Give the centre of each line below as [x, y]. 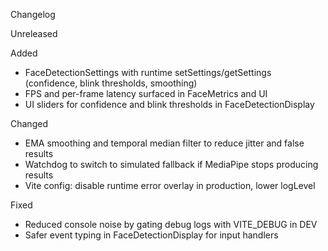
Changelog [33, 14]
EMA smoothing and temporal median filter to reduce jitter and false [164, 143]
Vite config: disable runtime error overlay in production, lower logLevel [170, 185]
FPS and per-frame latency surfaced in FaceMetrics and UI [146, 93]
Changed [29, 123]
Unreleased [34, 33]
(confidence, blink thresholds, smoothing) [111, 83]
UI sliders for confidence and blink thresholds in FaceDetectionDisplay [169, 104]
